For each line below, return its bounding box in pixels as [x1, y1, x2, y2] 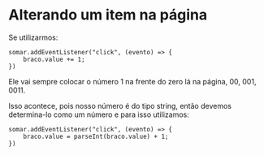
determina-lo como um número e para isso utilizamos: [8, 110, 189, 119]
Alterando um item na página [8, 6, 208, 24]
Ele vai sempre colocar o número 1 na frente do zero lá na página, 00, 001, [8, 76, 257, 86]
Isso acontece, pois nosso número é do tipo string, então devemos [8, 101, 232, 110]
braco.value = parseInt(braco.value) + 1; [23, 132, 169, 140]
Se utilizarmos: [8, 32, 58, 42]
